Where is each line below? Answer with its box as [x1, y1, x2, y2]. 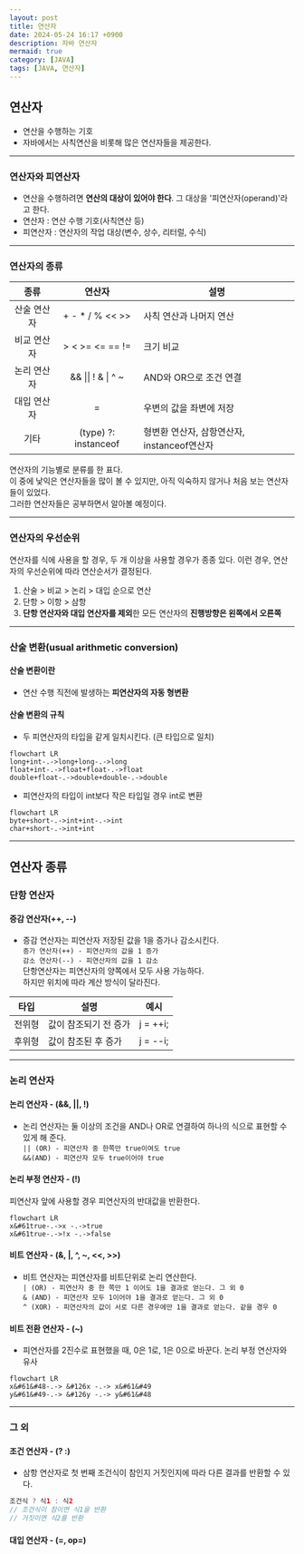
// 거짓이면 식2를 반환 [9, 1514, 84, 1523]
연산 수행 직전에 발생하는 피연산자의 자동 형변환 [22, 687, 189, 698]
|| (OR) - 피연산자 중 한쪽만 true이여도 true [22, 1144, 181, 1153]
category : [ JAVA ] [9, 55, 75, 64]
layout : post [9, 13, 59, 23]
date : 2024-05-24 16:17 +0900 [9, 30, 124, 39]
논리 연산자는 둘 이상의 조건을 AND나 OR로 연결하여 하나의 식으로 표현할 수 [22, 1120, 288, 1131]
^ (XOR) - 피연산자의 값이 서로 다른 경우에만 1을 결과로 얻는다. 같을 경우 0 [22, 1303, 278, 1312]
